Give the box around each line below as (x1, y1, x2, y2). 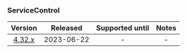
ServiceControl (7, 6, 61, 15)
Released (51, 23, 82, 33)
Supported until (96, 23, 150, 33)
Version (10, 23, 38, 33)
